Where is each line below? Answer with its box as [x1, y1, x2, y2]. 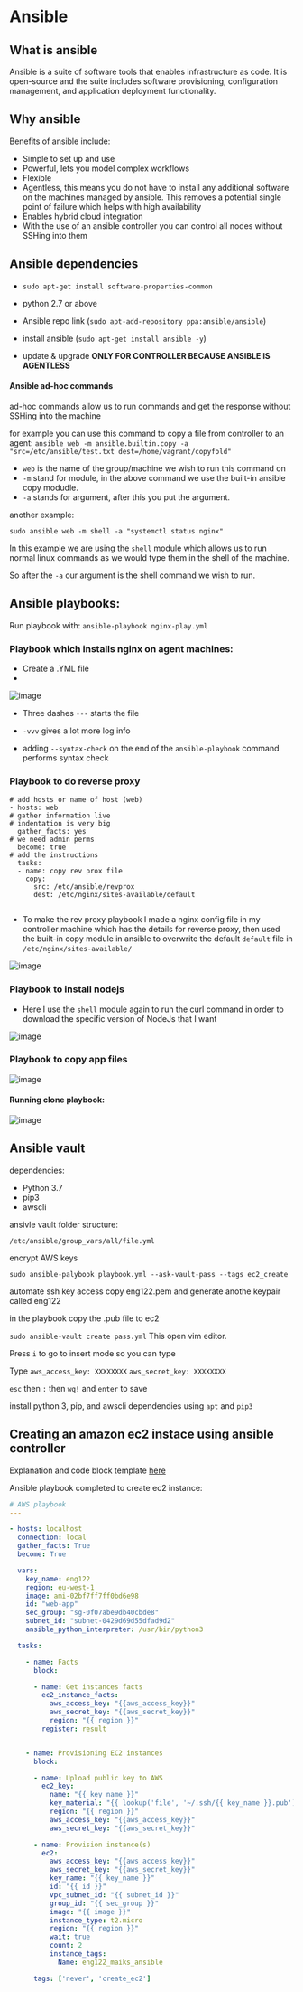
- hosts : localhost [9, 1525, 83, 1534]
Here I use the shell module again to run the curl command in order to [22, 1004, 284, 1015]
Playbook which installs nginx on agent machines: [9, 642, 234, 655]
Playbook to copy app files [9, 1053, 128, 1066]
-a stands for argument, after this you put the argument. [22, 491, 231, 503]
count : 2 [49, 1941, 83, 1950]
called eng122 [9, 1295, 61, 1306]
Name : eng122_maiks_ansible [57, 1958, 164, 1967]
